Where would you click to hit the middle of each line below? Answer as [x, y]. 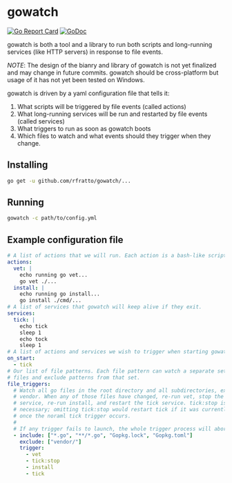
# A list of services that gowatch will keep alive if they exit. [105, 307]
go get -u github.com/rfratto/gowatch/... [69, 181]
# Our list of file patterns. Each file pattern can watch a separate [111, 371]
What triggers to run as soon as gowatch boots [84, 128]
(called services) [41, 121]
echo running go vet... [54, 275]
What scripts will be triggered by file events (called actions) [101, 106]
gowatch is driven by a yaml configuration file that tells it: [88, 93]
